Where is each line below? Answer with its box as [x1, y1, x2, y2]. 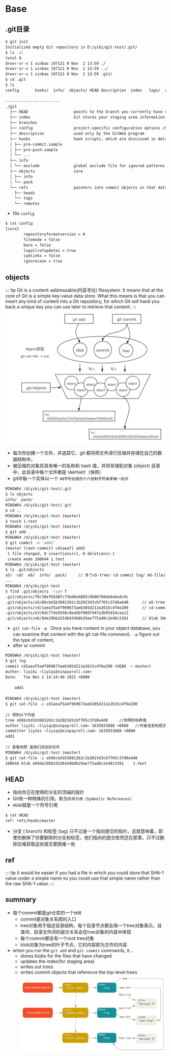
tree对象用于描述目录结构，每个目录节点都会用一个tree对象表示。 [20, 922, 158, 929]
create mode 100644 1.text [7, 556, 65, 562]
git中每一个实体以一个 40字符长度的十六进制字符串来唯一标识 [12, 475, 129, 481]
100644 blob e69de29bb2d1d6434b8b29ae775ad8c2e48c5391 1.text [5, 761, 147, 766]
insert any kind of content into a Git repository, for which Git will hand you [5, 298, 160, 304]
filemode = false [23, 237, 60, 242]
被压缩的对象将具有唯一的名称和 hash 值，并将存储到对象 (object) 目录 [12, 463, 160, 469]
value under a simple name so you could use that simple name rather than [5, 875, 160, 881]
